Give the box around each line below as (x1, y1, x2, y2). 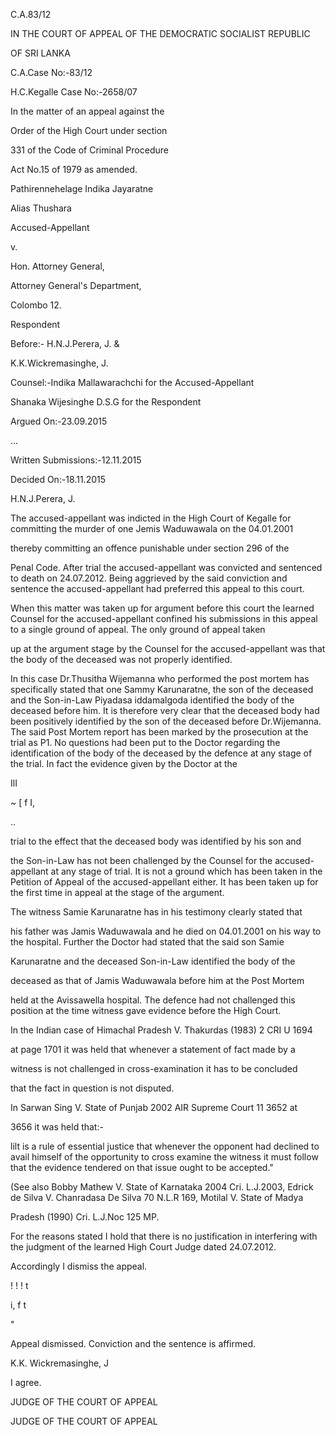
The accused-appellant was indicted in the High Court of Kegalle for (10, 512, 292, 524)
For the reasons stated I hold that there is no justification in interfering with (10, 1230, 318, 1242)
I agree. (10, 1377, 42, 1388)
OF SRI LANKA (10, 47, 71, 59)
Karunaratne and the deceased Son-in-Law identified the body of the (10, 955, 296, 967)
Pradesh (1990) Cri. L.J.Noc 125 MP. (10, 1211, 160, 1223)
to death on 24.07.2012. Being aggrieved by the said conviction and (10, 572, 288, 584)
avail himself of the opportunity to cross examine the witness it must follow (10, 1151, 319, 1163)
